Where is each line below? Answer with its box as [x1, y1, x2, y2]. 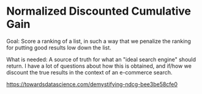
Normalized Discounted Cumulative [6, 4, 192, 18]
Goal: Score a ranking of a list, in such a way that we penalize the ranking [6, 37, 192, 45]
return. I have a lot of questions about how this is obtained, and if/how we [6, 62, 192, 70]
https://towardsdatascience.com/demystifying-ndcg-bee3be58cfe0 [6, 81, 178, 88]
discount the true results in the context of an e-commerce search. [6, 68, 173, 76]
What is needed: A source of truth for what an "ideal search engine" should [6, 56, 196, 63]
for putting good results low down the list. [6, 44, 111, 51]
